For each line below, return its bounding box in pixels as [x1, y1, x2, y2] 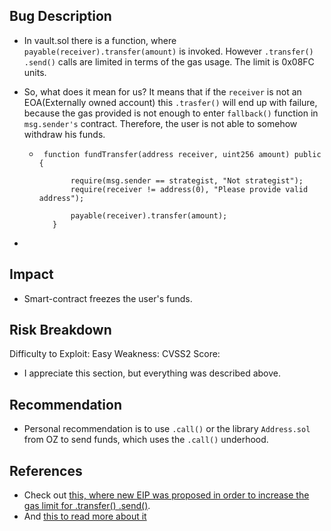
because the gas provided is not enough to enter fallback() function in [23, 107, 319, 119]
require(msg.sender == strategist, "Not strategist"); [70, 175, 304, 186]
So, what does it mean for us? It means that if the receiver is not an [23, 85, 302, 98]
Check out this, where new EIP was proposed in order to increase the [23, 489, 310, 501]
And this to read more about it [23, 510, 147, 523]
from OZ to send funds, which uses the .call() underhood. [23, 434, 269, 446]
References [9, 462, 83, 479]
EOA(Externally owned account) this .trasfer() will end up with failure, [23, 96, 318, 108]
